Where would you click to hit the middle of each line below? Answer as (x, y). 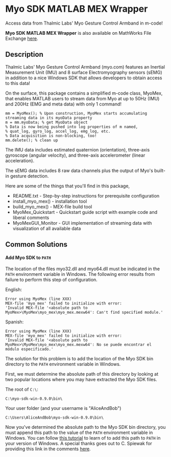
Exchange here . (22, 38)
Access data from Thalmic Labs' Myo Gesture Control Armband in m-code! (84, 23)
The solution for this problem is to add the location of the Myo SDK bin (79, 359)
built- (160, 170)
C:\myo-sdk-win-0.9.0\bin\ (34, 399)
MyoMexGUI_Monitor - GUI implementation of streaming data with (82, 223)
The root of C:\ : (22, 389)
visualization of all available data (47, 228)
